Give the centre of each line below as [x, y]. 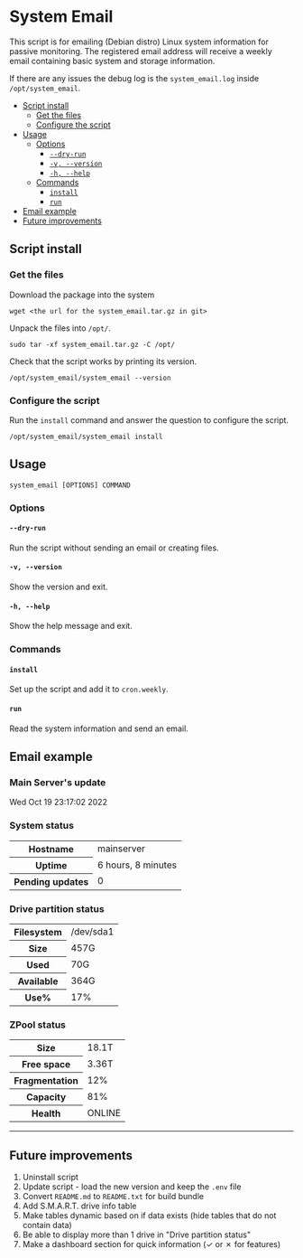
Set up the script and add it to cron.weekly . [89, 690]
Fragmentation [46, 1081]
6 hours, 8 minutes [138, 865]
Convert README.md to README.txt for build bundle [113, 1196]
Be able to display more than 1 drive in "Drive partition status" [136, 1235]
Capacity [46, 1097]
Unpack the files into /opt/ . [60, 328]
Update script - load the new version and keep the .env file [132, 1187]
